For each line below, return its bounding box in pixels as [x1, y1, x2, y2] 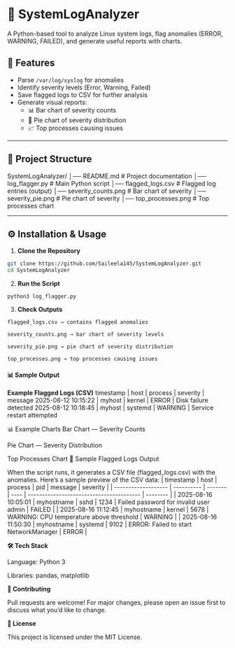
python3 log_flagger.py [7, 293, 77, 300]
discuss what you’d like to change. [7, 606, 107, 614]
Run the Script [17, 280, 61, 288]
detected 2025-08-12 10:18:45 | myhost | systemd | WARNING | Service [7, 403, 214, 412]
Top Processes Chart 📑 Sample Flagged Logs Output [7, 454, 159, 463]
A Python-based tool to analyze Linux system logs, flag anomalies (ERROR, [7, 29, 224, 38]
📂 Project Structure [7, 153, 92, 165]
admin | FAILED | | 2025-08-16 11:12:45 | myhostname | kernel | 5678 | [7, 505, 209, 514]
